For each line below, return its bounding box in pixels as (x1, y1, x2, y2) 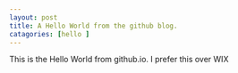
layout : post (9, 12, 58, 22)
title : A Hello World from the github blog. (9, 21, 178, 30)
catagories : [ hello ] (9, 29, 90, 38)
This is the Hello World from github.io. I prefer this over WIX (9, 54, 229, 65)
